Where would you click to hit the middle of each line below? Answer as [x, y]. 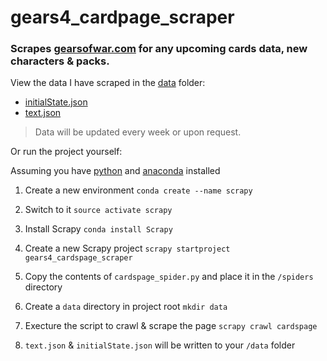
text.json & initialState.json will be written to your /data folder [160, 345]
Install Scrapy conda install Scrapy [98, 229]
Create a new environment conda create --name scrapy [138, 190]
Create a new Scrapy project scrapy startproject [127, 248]
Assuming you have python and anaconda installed [115, 171]
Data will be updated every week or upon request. [138, 132]
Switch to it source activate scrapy [98, 210]
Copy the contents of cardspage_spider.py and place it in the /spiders [169, 277]
